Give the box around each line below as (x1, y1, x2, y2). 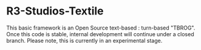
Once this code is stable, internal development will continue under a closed (6, 30, 194, 37)
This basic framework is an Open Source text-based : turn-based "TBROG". (6, 24, 196, 31)
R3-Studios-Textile (6, 4, 104, 18)
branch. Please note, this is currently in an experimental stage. (6, 37, 163, 44)
